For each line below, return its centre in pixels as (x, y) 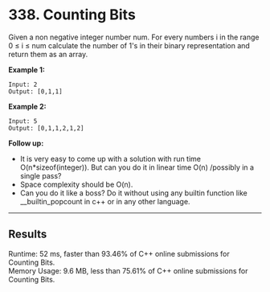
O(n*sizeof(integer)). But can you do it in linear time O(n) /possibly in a (137, 167)
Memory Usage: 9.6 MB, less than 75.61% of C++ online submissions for (128, 270)
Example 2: (27, 106)
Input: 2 (23, 84)
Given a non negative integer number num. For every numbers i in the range (134, 37)
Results (28, 234)
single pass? (41, 175)
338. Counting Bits (72, 15)
